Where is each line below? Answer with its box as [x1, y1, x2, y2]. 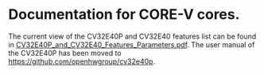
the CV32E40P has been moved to [8, 48, 122, 57]
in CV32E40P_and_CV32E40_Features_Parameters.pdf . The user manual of [8, 39, 255, 49]
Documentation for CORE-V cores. [8, 6, 240, 24]
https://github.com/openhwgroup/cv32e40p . [8, 57, 156, 66]
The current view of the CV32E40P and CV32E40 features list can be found [8, 31, 257, 41]
